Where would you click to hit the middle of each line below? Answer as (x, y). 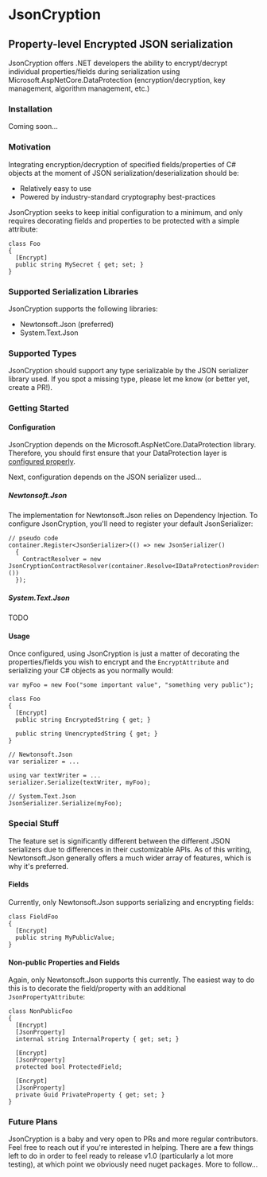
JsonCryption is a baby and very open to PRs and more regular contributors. (133, 1139)
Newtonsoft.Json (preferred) (67, 324)
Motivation (30, 147)
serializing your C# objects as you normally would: (91, 671)
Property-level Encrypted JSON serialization (121, 44)
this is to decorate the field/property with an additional (97, 988)
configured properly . (42, 462)
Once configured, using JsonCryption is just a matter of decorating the (124, 653)
